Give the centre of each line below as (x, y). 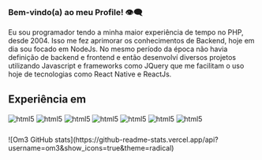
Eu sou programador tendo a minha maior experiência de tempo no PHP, (126, 32)
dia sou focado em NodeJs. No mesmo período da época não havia (118, 49)
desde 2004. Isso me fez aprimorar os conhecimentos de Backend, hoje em (131, 41)
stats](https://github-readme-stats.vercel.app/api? (137, 140)
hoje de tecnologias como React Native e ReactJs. (90, 74)
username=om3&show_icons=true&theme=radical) (91, 147)
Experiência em (47, 99)
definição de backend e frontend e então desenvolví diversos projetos (122, 58)
